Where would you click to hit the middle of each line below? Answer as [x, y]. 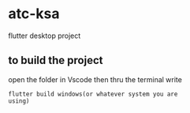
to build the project [56, 60]
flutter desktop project [45, 36]
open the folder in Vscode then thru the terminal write [95, 79]
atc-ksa [34, 14]
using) [19, 101]
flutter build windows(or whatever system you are [93, 94]
